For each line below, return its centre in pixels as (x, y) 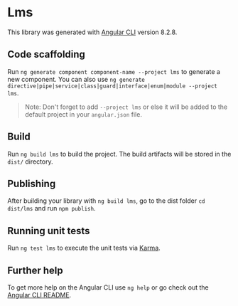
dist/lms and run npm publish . (52, 209)
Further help (36, 270)
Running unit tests (49, 231)
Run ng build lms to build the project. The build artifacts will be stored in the (119, 154)
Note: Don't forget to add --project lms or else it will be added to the (126, 107)
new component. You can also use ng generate (76, 79)
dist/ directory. (30, 162)
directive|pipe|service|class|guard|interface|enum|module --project (113, 86)
